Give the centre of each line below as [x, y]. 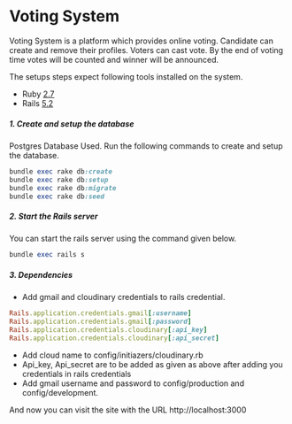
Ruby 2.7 [38, 94]
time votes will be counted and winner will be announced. [114, 59]
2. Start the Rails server [54, 216]
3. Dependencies [41, 274]
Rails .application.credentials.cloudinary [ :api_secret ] [114, 338]
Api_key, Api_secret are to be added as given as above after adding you [152, 364]
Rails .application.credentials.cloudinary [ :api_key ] [108, 329]
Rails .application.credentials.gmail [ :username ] [100, 313]
